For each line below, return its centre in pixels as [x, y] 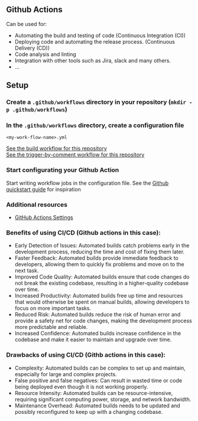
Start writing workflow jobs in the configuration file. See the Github [87, 183]
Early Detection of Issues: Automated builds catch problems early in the [102, 246]
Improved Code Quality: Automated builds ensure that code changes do [102, 277]
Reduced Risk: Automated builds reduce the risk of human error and [98, 315]
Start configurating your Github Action [63, 170]
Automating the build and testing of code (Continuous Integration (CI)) [100, 35]
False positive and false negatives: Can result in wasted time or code [98, 380]
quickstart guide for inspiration [43, 189]
